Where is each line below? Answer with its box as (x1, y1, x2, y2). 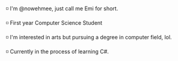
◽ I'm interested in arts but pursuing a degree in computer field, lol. (5, 34, 172, 40)
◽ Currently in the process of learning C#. (5, 48, 110, 55)
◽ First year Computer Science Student (5, 19, 102, 26)
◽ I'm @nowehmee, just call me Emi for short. (5, 5, 119, 12)
